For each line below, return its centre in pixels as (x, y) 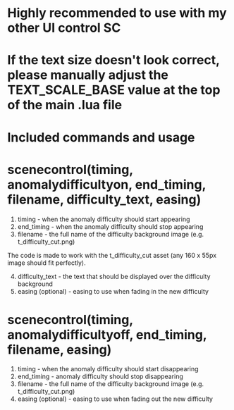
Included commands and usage (101, 137)
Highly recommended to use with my (117, 13)
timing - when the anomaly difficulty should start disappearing (108, 369)
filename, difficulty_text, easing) (104, 199)
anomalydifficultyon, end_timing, (107, 184)
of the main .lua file (64, 105)
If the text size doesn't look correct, (113, 60)
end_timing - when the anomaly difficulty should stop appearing (110, 226)
